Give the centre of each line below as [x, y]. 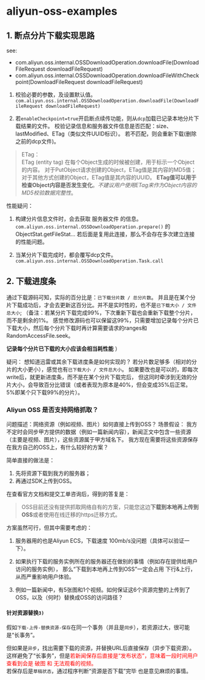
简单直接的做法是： [31, 460]
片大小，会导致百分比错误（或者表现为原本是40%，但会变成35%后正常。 [99, 384]
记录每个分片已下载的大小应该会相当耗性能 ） [63, 348]
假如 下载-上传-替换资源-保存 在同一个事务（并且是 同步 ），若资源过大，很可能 [98, 627]
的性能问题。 [31, 242]
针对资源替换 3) [25, 613]
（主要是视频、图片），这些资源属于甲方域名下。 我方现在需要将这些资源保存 [102, 440]
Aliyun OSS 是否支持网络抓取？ [53, 410]
